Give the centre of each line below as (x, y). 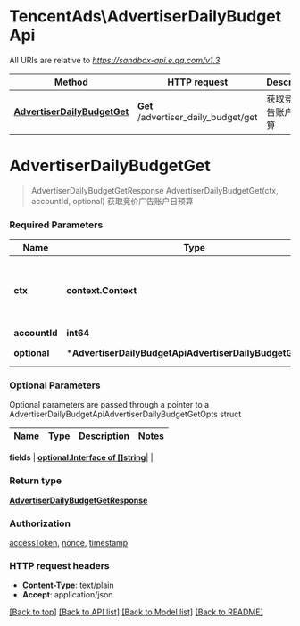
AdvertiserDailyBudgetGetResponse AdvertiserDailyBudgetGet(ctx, (154, 190)
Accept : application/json (67, 595)
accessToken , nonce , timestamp (69, 543)
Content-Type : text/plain (68, 585)
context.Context (101, 291)
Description (104, 436)
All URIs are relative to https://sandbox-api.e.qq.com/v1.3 (115, 60)
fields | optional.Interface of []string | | (81, 457)
